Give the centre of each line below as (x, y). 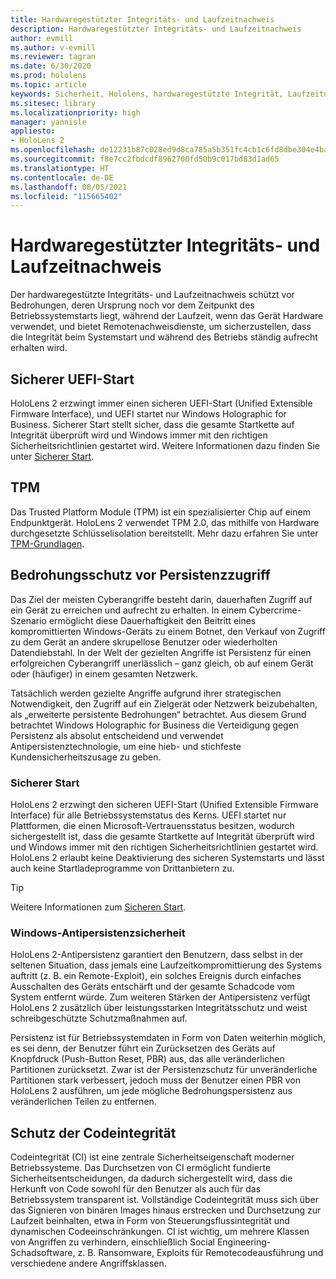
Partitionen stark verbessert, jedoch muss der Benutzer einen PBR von (156, 1080)
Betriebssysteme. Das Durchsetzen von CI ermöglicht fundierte (141, 1168)
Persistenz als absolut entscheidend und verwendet (117, 735)
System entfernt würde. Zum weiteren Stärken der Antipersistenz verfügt (160, 997)
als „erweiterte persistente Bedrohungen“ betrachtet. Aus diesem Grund (158, 714)
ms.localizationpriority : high (75, 112)
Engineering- (244, 1242)
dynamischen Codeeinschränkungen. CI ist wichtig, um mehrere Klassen (160, 1232)
